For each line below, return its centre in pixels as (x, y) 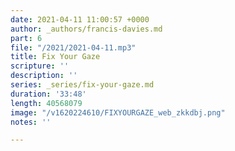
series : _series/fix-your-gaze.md (82, 85)
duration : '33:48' (48, 94)
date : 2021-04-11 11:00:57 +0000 (80, 19)
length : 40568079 (46, 103)
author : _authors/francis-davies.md (86, 29)
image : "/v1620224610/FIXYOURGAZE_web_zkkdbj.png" (118, 112)
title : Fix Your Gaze (55, 57)
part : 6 (26, 38)
